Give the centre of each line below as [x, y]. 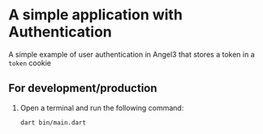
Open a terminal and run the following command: [102, 107]
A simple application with [95, 15]
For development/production [83, 88]
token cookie [30, 63]
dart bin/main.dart [53, 123]
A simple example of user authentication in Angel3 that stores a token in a [131, 54]
